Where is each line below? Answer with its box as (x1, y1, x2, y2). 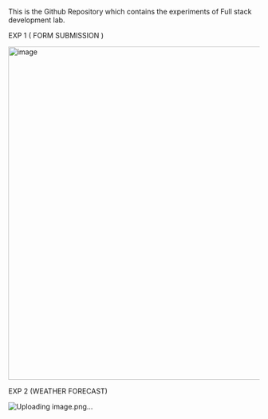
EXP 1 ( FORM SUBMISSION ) (8, 31, 104, 40)
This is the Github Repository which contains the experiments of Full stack (8, 7, 252, 16)
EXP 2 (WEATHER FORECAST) (8, 386, 108, 396)
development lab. (8, 15, 65, 25)
